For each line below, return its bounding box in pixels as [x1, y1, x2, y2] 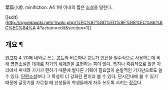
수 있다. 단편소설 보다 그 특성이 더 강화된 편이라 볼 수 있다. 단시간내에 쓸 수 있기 [5, 73, 158, 79]
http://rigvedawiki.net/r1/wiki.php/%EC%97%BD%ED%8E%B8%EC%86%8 [6, 19, 163, 25]
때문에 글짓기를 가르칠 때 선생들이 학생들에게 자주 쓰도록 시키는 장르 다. [5, 79, 142, 86]
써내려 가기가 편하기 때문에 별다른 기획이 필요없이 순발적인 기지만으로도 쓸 [18, 67, 163, 73]
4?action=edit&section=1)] [36, 25, 91, 31]
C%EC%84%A [5, 25, 36, 31]
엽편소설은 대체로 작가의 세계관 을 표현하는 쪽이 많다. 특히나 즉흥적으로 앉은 [10, 61, 156, 67]
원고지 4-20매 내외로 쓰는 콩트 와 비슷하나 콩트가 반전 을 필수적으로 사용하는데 [5, 54, 156, 61]
